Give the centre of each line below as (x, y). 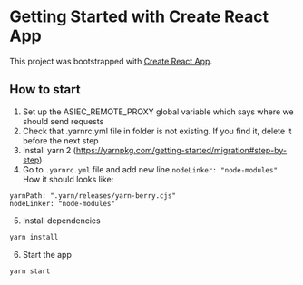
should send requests (63, 121)
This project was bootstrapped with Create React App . (111, 61)
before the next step (60, 140)
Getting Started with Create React (139, 17)
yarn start (30, 271)
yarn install (34, 237)
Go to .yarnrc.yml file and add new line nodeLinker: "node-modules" (150, 169)
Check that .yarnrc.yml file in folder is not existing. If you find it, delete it (157, 131)
